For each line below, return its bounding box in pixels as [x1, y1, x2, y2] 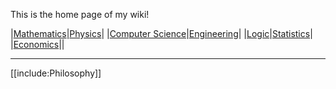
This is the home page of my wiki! [10, 9, 150, 20]
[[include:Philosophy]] [10, 67, 102, 79]
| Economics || [10, 39, 65, 50]
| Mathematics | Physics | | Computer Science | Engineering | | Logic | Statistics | [10, 28, 313, 39]
